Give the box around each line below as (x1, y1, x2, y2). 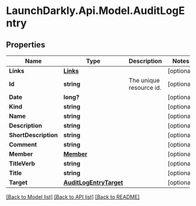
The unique (128, 76, 160, 84)
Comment (9, 141, 37, 148)
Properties (6, 40, 45, 50)
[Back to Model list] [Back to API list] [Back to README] (6, 194, 140, 200)
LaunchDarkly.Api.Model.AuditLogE (6, 4, 185, 18)
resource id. (128, 83, 162, 92)
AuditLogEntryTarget (63, 179, 124, 186)
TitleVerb (9, 159, 36, 167)
